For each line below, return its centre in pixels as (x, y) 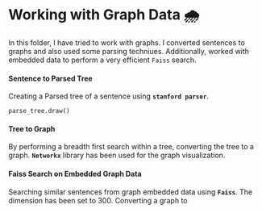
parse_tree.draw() (39, 111)
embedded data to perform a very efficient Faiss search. (102, 60)
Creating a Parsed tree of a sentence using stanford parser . (109, 96)
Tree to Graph (32, 128)
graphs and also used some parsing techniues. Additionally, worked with (129, 51)
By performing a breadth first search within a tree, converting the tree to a (131, 147)
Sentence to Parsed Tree (50, 78)
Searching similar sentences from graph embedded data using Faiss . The (131, 192)
